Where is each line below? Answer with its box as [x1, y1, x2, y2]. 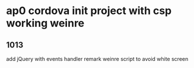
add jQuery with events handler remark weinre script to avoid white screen [6, 56, 189, 62]
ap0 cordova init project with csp [6, 4, 172, 18]
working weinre [6, 16, 85, 30]
